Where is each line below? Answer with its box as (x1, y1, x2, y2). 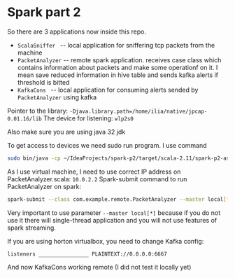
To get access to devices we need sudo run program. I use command (7, 141, 208, 149)
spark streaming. (7, 223, 56, 232)
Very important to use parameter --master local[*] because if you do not (7, 208, 221, 217)
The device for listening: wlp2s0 (43, 113, 134, 123)
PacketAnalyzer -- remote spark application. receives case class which (17, 55, 222, 64)
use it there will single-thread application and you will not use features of (7, 216, 218, 224)
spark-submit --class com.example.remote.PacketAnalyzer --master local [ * (7, 195, 230, 203)
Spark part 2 (7, 4, 81, 20)
